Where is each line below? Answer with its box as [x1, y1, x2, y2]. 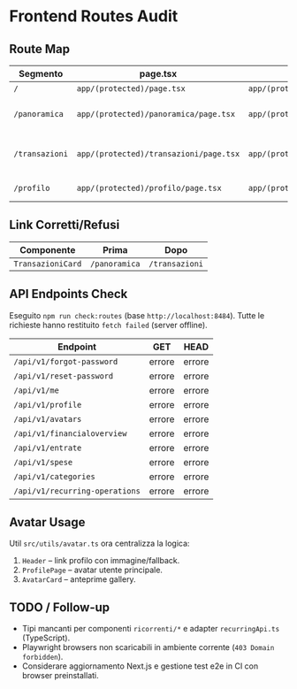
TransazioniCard [13, 258, 82, 269]
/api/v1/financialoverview [13, 428, 127, 439]
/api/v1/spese [13, 457, 73, 467]
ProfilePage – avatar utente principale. [21, 564, 164, 576]
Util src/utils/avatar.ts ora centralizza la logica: [9, 538, 190, 549]
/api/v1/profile [13, 400, 82, 410]
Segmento [19, 68, 64, 80]
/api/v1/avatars [13, 414, 82, 424]
